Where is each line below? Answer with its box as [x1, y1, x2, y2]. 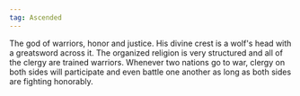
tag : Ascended [9, 13, 63, 22]
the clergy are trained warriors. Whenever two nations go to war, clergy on [9, 57, 286, 67]
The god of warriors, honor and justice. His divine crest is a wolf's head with [9, 38, 292, 48]
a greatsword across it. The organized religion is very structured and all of [9, 47, 283, 58]
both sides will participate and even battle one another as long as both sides [9, 66, 292, 77]
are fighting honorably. [9, 75, 93, 86]
